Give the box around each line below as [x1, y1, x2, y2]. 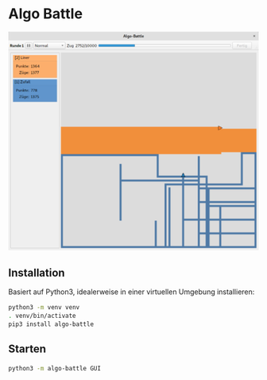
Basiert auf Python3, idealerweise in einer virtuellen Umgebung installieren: [8, 287, 255, 297]
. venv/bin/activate [8, 312, 77, 320]
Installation [8, 266, 65, 279]
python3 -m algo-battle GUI [8, 364, 102, 372]
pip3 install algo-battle [8, 320, 94, 328]
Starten [8, 343, 46, 356]
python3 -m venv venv [8, 304, 80, 312]
